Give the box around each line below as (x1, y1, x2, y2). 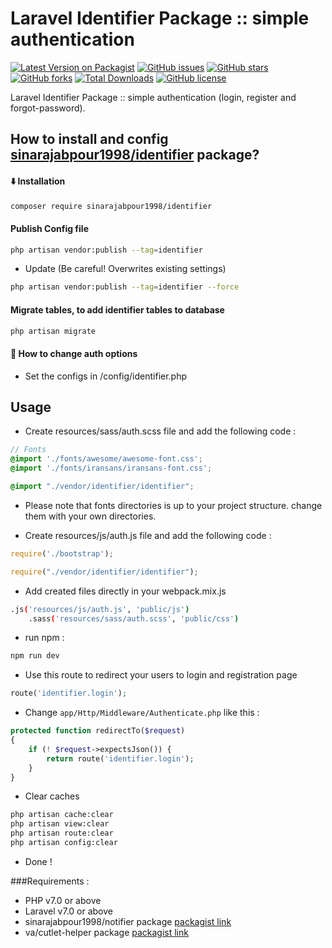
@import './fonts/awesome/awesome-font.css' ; (10, 454, 203, 464)
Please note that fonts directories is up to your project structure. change (24, 499, 323, 511)
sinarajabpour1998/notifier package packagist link (24, 915, 232, 927)
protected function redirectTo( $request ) (10, 726, 186, 736)
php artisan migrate (10, 326, 97, 336)
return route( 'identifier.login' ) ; (46, 753, 195, 764)
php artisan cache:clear (10, 810, 114, 820)
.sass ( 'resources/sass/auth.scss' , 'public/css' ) (28, 613, 240, 624)
